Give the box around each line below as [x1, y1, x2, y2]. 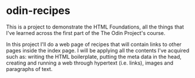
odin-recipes [6, 4, 70, 17]
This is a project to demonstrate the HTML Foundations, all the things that [6, 23, 184, 30]
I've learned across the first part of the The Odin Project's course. [6, 29, 166, 36]
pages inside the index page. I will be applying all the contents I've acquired [6, 47, 190, 54]
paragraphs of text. [6, 65, 53, 72]
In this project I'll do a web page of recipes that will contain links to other [6, 41, 182, 48]
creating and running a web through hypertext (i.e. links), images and [6, 59, 173, 66]
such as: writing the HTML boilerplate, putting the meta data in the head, [6, 53, 182, 60]
